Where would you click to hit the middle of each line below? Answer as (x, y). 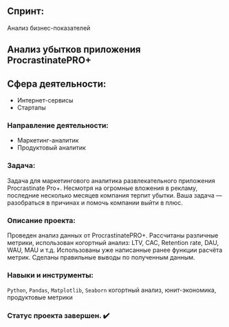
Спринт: (26, 11)
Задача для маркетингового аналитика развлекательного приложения (111, 180)
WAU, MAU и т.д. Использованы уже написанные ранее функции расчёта (115, 250)
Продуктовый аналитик (51, 148)
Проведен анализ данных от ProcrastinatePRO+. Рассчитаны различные (113, 235)
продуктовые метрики (40, 297)
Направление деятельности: (58, 125)
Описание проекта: (41, 220)
